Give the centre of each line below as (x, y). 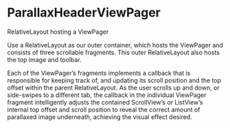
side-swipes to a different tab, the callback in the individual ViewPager (107, 95)
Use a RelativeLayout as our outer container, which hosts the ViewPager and (115, 45)
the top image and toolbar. (44, 59)
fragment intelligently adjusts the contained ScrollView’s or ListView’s (105, 102)
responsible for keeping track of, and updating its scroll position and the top (114, 80)
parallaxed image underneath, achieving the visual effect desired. (100, 117)
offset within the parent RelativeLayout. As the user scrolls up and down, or (113, 87)
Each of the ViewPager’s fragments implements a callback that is (99, 73)
